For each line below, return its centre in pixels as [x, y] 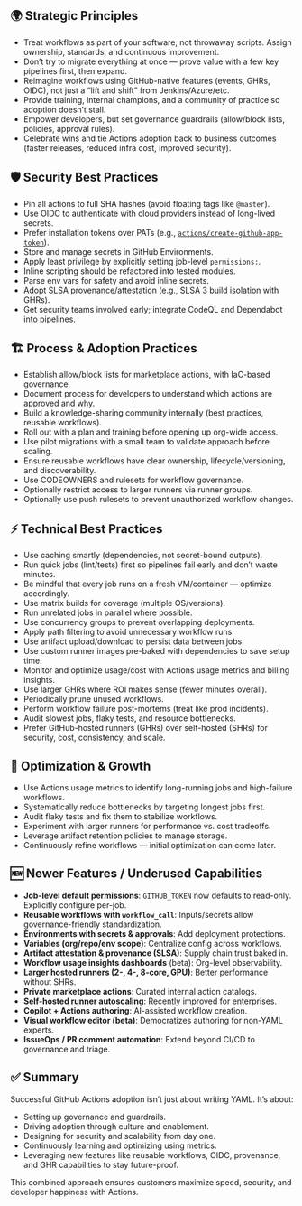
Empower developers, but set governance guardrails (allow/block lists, [154, 119]
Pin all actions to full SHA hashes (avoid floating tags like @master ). [146, 203]
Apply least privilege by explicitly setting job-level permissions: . [142, 261]
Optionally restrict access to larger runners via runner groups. [138, 490]
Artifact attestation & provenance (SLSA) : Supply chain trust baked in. [156, 953]
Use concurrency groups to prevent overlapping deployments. [139, 622]
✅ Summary [45, 1077]
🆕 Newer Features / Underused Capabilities [137, 874]
